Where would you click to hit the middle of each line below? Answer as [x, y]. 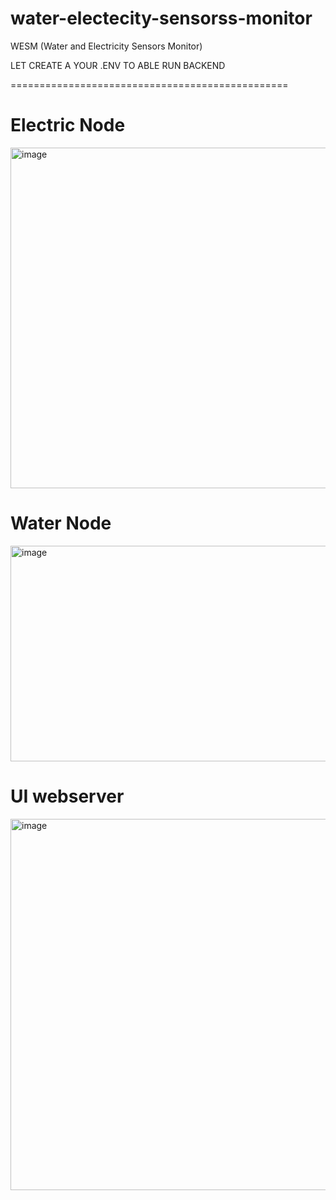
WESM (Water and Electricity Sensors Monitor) [106, 46]
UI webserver [67, 796]
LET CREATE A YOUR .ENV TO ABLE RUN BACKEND [118, 65]
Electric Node [68, 125]
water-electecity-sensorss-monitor [161, 18]
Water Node [61, 523]
